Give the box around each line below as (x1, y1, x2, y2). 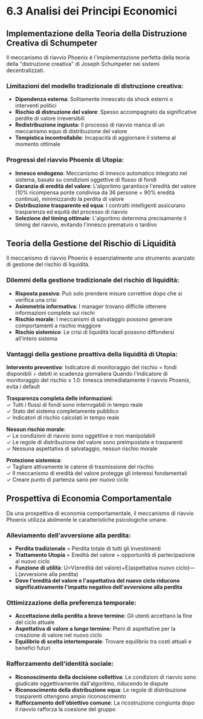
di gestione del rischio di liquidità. (6, 261, 90, 268)
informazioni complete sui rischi (14, 309, 95, 316)
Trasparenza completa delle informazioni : (6, 395, 114, 402)
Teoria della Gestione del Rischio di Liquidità (6, 238, 176, 249)
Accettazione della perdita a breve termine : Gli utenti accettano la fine (14, 612, 193, 620)
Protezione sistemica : (6, 457, 62, 464)
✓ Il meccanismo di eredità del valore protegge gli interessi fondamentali (6, 470, 187, 476)
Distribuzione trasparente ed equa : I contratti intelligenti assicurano (14, 202, 185, 209)
